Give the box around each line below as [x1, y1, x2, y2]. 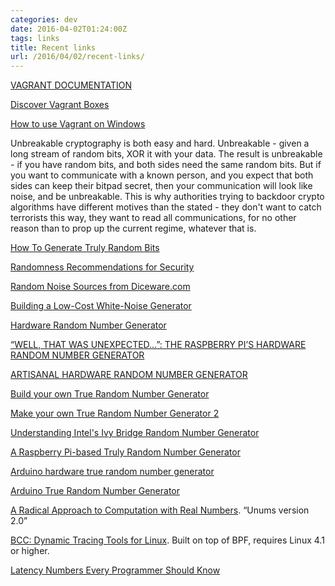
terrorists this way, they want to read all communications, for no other [10, 212, 297, 224]
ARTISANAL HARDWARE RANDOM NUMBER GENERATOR [10, 369, 248, 381]
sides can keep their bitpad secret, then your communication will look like [10, 180, 313, 192]
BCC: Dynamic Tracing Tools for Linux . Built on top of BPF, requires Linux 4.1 [10, 534, 325, 546]
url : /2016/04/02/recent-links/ [10, 52, 145, 62]
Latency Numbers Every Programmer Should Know [10, 564, 221, 576]
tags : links [10, 33, 60, 43]
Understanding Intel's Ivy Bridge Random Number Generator [10, 427, 260, 439]
